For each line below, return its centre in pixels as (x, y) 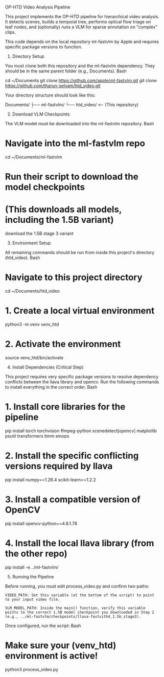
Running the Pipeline (33, 577)
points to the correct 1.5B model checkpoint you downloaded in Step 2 (80, 612)
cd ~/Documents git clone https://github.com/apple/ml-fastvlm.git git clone (81, 81)
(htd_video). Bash (23, 258)
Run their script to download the (72, 177)
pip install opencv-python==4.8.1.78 (41, 523)
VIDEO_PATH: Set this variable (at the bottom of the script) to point (80, 595)
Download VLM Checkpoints (41, 114)
